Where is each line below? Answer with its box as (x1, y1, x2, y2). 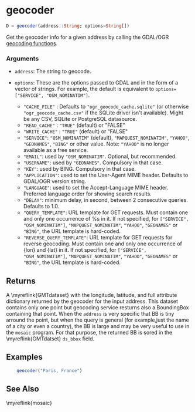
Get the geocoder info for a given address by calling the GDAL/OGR (6, 33, 169, 40)
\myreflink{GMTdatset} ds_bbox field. (6, 335, 95, 342)
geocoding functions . (6, 39, 58, 47)
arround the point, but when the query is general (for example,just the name (6, 316, 189, 323)
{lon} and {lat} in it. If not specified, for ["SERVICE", (23, 246, 147, 254)
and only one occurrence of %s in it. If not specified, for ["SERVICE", (23, 215, 189, 222)
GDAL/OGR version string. (23, 178, 87, 185)
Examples (6, 352, 43, 362)
